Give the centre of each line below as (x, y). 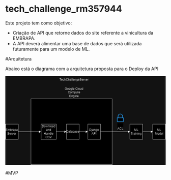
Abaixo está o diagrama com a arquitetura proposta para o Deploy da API (82, 69)
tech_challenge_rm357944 (64, 9)
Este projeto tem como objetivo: (39, 23)
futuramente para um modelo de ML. (51, 49)
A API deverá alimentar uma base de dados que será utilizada (77, 43)
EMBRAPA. (24, 38)
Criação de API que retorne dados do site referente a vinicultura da (83, 33)
